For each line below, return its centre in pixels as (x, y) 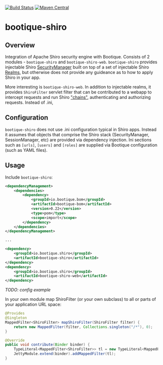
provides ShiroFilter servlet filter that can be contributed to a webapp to (78, 92)
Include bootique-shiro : (29, 177)
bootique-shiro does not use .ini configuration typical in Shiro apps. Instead (81, 129)
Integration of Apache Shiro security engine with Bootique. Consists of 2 (77, 57)
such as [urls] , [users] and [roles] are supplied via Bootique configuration (81, 145)
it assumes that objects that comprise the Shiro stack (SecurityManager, (77, 134)
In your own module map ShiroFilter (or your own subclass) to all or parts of (81, 299)
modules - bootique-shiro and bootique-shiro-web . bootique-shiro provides (81, 62)
